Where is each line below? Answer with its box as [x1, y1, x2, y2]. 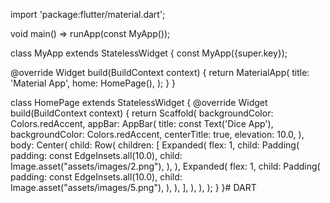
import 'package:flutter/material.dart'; [10, 9, 166, 20]
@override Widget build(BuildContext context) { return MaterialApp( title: [10, 67, 310, 78]
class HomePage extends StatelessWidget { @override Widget [10, 97, 268, 108]
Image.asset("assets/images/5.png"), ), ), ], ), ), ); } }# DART [10, 182, 257, 193]
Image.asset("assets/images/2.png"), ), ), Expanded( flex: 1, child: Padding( [10, 160, 321, 172]
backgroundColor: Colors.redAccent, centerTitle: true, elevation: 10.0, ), [10, 129, 305, 140]
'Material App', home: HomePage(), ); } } [10, 77, 177, 89]
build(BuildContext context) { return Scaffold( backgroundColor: [10, 107, 274, 119]
